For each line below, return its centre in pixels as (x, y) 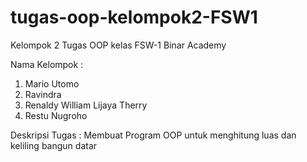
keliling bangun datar (54, 145)
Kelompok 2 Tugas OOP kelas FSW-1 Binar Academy (118, 45)
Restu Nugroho (56, 115)
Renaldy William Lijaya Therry (86, 105)
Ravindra (43, 94)
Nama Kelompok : (47, 64)
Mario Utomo (52, 83)
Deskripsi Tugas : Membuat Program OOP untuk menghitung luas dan (153, 135)
